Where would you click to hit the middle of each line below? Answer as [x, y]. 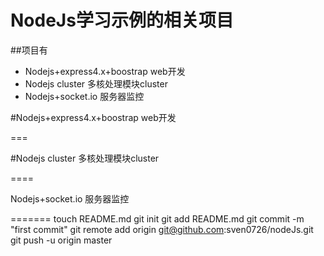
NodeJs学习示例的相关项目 [122, 20]
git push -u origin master [61, 240]
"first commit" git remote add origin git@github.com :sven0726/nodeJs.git [162, 229]
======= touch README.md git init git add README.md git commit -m [157, 218]
